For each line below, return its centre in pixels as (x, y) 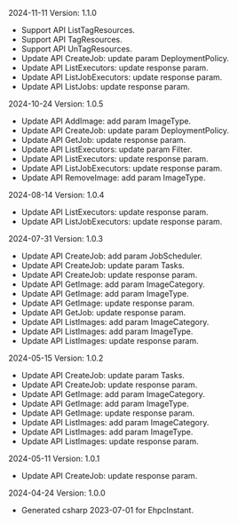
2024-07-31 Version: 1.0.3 (56, 238)
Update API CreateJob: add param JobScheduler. (112, 256)
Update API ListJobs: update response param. (105, 87)
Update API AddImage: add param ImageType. (106, 121)
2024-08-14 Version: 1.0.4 (56, 195)
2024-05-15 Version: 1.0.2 (56, 358)
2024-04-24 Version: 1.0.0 (57, 493)
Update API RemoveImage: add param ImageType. (113, 178)
